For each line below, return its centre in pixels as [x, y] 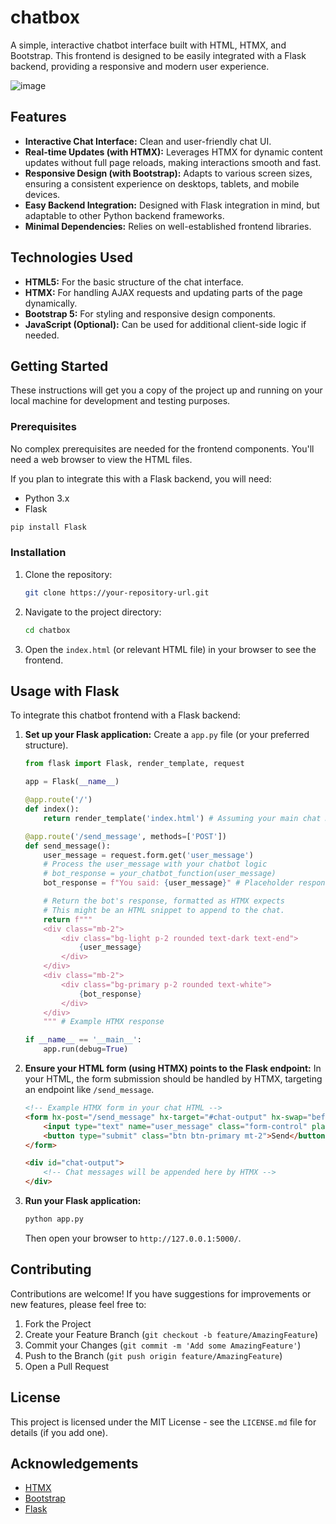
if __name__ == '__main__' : [83, 1040]
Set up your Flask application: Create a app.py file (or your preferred [167, 735]
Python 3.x [47, 498]
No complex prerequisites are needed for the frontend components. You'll [162, 448]
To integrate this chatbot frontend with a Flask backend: [125, 715]
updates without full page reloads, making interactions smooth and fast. [173, 162]
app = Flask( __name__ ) [72, 782]
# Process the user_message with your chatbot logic [155, 864]
